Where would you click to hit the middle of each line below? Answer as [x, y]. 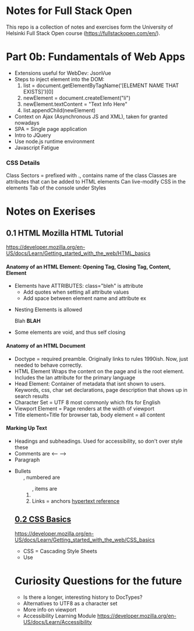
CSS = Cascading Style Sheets [60, 551]
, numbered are [41, 477]
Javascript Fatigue [37, 147]
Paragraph [27, 460]
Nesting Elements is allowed [48, 310]
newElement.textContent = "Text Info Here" [75, 104]
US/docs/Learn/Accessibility [57, 622]
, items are [45, 488]
